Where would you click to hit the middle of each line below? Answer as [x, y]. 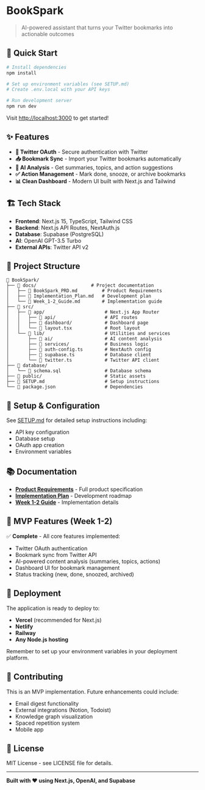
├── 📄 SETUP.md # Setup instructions [83, 382]
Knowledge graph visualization [54, 716]
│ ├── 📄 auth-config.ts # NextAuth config [79, 350]
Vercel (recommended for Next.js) [58, 620]
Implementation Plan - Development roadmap [74, 496]
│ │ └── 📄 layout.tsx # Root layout [73, 328]
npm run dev [21, 106]
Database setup [35, 439]
